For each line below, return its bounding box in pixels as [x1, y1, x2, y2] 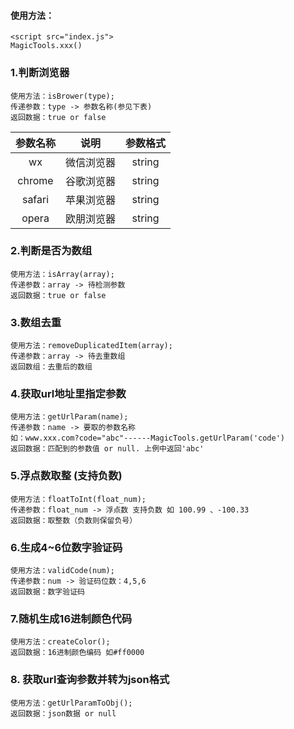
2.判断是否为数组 [10, 244, 93, 258]
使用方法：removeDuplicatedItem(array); [10, 341, 173, 351]
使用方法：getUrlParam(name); [10, 412, 129, 422]
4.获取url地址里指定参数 [10, 387, 127, 401]
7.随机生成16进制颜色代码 [10, 611, 133, 625]
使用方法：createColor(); [10, 637, 111, 647]
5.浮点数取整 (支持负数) [10, 469, 123, 483]
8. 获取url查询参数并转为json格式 [10, 673, 170, 687]
